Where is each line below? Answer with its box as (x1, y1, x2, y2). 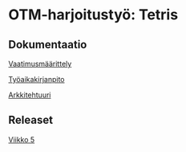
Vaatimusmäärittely (8, 59, 72, 68)
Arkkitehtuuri (8, 90, 51, 100)
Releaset (8, 113, 54, 127)
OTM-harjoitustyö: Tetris (8, 6, 179, 24)
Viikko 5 (8, 134, 35, 144)
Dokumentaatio (8, 38, 87, 51)
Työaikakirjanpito (8, 75, 65, 84)
